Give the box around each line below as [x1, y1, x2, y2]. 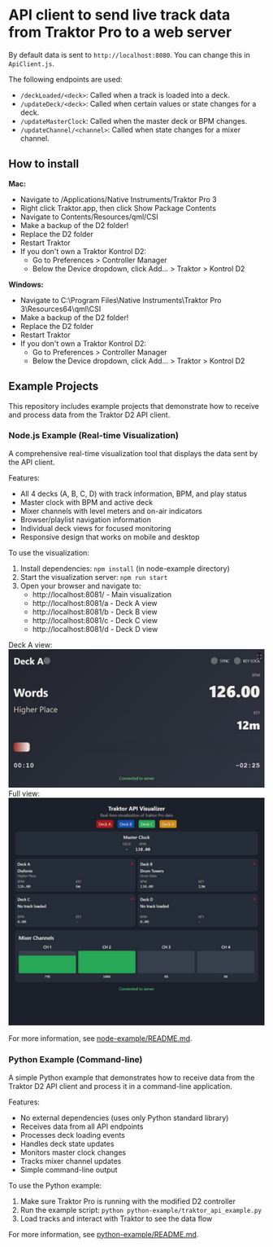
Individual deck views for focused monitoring [19, 523, 172, 533]
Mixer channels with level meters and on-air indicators [19, 506, 203, 516]
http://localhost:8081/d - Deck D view [32, 624, 158, 634]
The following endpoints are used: [8, 74, 123, 84]
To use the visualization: [8, 547, 89, 557]
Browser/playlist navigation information [19, 515, 152, 525]
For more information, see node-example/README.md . [8, 1034, 193, 1043]
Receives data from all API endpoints [19, 1122, 144, 1131]
